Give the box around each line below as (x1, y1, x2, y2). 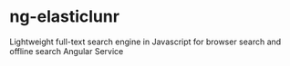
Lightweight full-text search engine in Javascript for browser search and (9, 36, 282, 47)
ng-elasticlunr (9, 6, 120, 27)
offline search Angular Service (9, 45, 124, 56)
